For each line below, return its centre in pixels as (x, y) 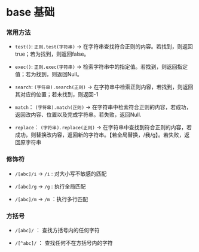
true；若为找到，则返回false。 (52, 54)
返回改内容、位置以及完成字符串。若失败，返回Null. (78, 115)
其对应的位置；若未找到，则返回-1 (56, 95)
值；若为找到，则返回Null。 (48, 74)
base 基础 (30, 12)
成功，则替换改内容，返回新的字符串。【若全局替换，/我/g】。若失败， (99, 135)
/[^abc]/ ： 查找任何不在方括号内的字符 (64, 243)
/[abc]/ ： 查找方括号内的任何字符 (57, 230)
